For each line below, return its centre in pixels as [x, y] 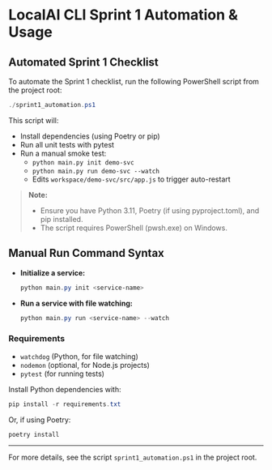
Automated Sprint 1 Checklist [84, 62]
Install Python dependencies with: [65, 389]
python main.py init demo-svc [83, 162]
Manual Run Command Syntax [86, 253]
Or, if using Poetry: [40, 420]
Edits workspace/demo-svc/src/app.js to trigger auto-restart [131, 179]
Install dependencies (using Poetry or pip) [90, 136]
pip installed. [62, 219]
